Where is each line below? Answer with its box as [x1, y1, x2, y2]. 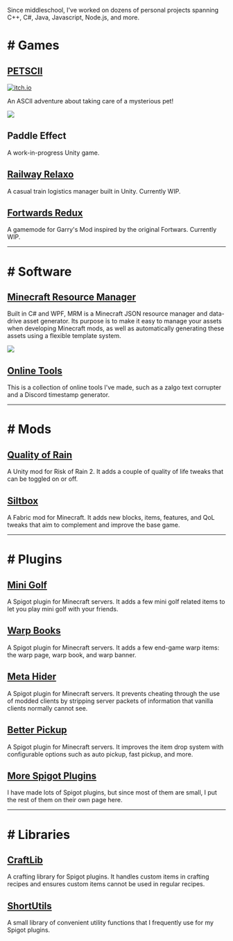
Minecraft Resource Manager [7, 291, 137, 303]
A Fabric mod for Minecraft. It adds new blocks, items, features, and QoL [7, 514, 215, 522]
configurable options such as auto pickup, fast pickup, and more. [7, 749, 193, 758]
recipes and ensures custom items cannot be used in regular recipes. [7, 880, 205, 888]
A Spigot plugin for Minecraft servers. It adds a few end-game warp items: [7, 643, 220, 652]
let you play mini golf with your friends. [7, 605, 119, 613]
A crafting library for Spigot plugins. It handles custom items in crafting [7, 872, 209, 881]
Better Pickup [7, 724, 67, 736]
